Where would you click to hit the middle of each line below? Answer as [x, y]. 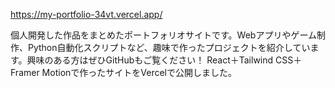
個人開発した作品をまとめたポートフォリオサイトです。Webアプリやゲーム [163, 35]
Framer [25, 72]
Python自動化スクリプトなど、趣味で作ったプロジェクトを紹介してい [169, 47]
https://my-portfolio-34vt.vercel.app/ [86, 14]
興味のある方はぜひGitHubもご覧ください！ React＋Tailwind [150, 60]
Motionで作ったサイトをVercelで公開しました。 [139, 72]
